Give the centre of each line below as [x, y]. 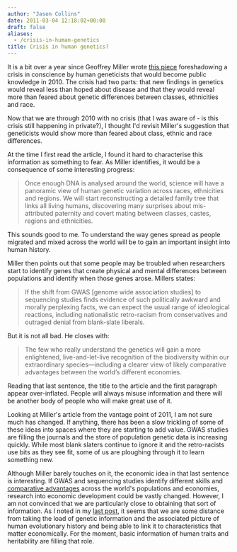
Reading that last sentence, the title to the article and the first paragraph [112, 386]
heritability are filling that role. [51, 541]
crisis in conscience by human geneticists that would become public [107, 74]
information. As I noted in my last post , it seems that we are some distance [116, 511]
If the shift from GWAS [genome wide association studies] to [113, 292]
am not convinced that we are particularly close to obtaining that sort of [112, 504]
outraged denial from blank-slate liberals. [85, 322]
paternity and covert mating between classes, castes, [133, 213]
